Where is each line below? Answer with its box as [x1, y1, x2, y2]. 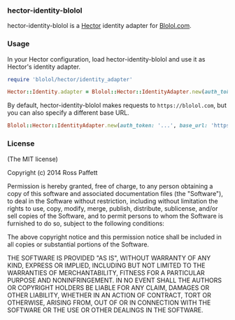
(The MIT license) [7, 155, 58, 163]
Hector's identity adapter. [7, 62, 81, 71]
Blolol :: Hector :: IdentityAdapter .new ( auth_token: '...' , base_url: [7, 122, 208, 130]
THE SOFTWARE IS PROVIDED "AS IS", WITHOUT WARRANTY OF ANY [7, 253, 211, 262]
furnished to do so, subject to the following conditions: [7, 219, 164, 228]
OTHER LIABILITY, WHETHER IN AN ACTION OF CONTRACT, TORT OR [7, 291, 211, 299]
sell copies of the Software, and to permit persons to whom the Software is [7, 211, 224, 220]
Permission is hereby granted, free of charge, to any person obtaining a [7, 181, 213, 190]
